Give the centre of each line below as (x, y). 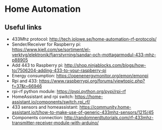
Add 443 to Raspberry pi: (37, 65)
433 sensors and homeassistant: (45, 107)
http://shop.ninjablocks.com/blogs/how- (105, 65)
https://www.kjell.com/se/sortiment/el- (51, 49)
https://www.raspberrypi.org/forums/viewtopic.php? (92, 81)
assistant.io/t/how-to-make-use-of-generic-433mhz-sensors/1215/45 (83, 112)
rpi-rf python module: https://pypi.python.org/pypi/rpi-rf (69, 91)
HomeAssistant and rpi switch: (43, 97)
